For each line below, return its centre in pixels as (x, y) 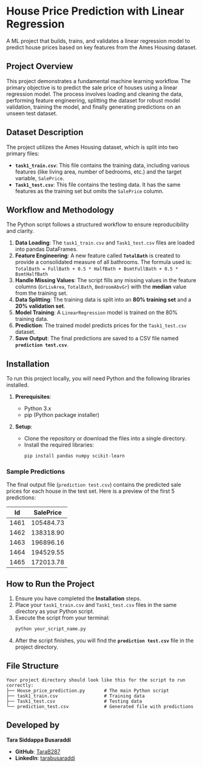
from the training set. (41, 293)
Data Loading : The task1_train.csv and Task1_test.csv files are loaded (105, 243)
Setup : (24, 427)
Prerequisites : (33, 397)
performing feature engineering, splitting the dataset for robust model (93, 100)
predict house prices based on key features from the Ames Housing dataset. (102, 47)
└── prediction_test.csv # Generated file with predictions (100, 706)
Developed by (33, 725)
